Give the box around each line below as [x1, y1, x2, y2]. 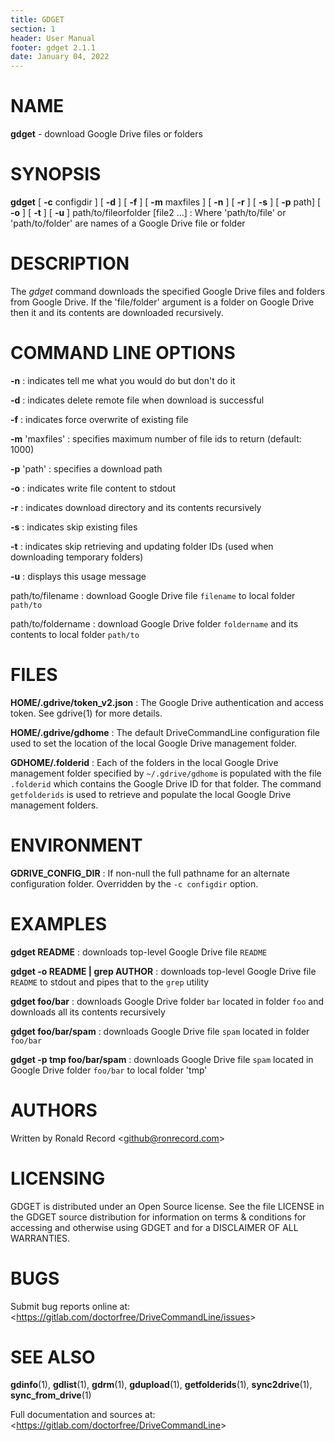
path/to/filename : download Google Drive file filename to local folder [10, 589, 296, 601]
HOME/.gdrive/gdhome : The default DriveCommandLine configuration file [10, 726, 320, 738]
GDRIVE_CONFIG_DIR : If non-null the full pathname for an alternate [10, 867, 290, 879]
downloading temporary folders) [10, 551, 144, 563]
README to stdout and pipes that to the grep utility [10, 976, 210, 988]
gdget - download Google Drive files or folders [10, 128, 203, 140]
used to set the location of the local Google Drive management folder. [10, 737, 297, 749]
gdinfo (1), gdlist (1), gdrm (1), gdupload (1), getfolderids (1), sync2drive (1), [10, 1379, 313, 1391]
